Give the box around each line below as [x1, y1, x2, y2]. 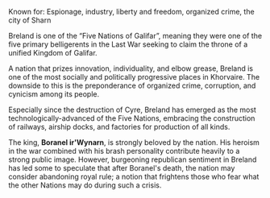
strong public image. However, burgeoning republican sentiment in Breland [8, 155, 257, 164]
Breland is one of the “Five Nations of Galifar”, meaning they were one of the [8, 31, 263, 40]
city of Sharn [8, 15, 52, 25]
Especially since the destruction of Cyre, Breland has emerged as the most [8, 105, 256, 114]
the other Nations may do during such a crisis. [8, 180, 162, 190]
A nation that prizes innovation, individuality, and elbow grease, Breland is [8, 64, 254, 73]
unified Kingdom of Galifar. [8, 48, 98, 57]
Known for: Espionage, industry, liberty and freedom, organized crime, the [8, 7, 255, 16]
